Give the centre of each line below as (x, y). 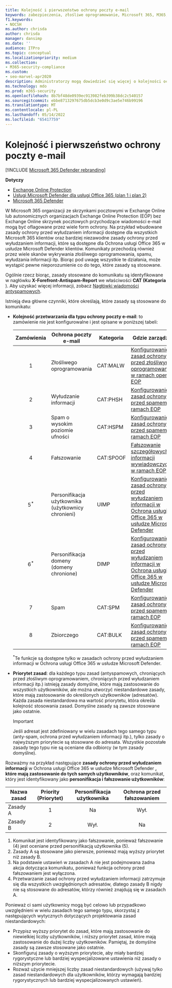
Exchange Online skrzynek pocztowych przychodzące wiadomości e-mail (83, 221)
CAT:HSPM (110, 427)
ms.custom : (17, 72)
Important (23, 721)
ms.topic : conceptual (28, 53)
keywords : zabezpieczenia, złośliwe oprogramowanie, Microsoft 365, (80, 15)
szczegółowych (150, 451)
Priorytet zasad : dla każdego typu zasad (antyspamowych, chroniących (89, 673)
